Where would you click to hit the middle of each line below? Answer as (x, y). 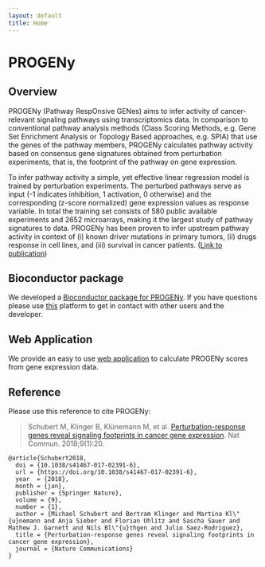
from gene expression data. (53, 367)
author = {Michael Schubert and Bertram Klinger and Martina (119, 514)
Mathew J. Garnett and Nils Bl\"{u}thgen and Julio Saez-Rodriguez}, (126, 528)
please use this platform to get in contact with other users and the (116, 306)
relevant (21, 119)
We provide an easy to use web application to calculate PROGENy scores (128, 358)
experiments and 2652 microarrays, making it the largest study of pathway (131, 219)
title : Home (28, 23)
